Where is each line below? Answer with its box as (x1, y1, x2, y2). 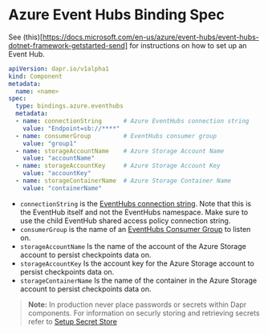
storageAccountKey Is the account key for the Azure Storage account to (19, 259, 254, 268)
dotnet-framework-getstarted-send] (8, 40, 128, 50)
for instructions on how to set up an (129, 40, 247, 50)
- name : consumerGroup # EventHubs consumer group (15, 132, 217, 140)
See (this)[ (8, 32, 43, 42)
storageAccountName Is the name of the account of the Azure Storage (19, 241, 246, 250)
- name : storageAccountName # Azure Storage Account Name (15, 147, 225, 155)
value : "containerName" (22, 184, 103, 192)
